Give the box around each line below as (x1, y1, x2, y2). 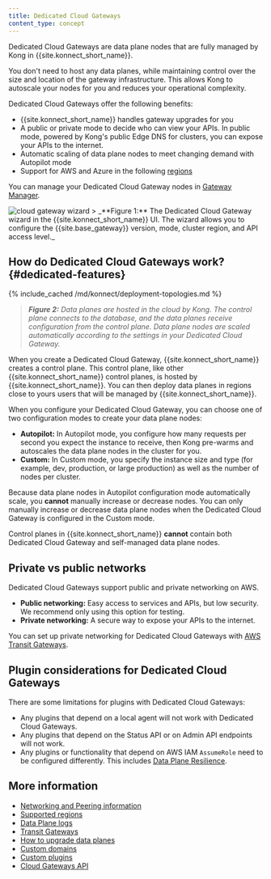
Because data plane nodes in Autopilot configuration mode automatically (8, 488, 251, 497)
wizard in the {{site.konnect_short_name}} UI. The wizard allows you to (8, 214, 245, 224)
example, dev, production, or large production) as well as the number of (19, 463, 260, 473)
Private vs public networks (8, 561, 147, 575)
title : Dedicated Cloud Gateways (8, 11, 121, 20)
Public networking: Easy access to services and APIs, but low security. (19, 598, 259, 608)
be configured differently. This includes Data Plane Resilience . (19, 755, 228, 765)
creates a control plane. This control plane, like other (8, 363, 184, 373)
